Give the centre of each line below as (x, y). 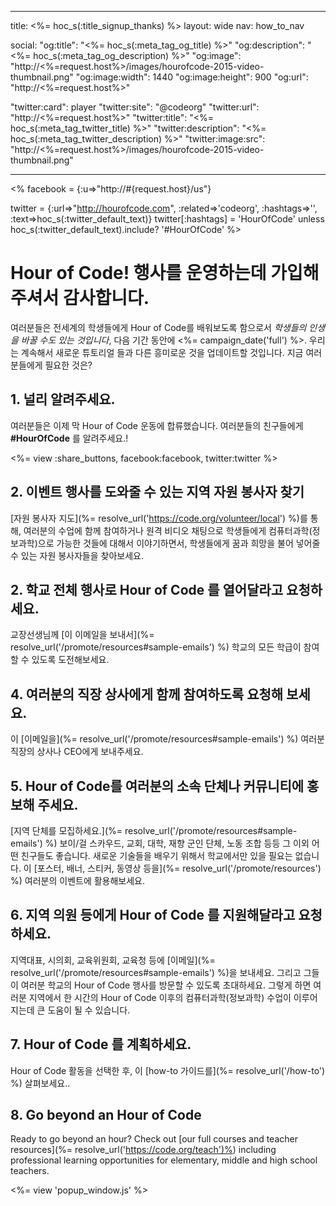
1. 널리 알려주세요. (63, 399)
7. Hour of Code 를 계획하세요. (101, 1044)
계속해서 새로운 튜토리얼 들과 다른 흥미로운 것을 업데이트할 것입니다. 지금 (162, 352)
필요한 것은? (68, 365)
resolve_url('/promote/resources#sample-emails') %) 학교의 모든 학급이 (156, 647)
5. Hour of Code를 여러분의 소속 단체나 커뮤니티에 (157, 786)
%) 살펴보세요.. (40, 1083)
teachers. (30, 1171)
